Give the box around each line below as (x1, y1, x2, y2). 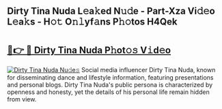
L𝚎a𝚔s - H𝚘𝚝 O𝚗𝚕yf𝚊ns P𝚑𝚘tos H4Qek (7, 16, 178, 28)
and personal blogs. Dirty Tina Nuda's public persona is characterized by (7, 81, 213, 89)
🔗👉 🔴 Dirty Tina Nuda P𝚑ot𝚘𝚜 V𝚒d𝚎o (7, 44, 171, 56)
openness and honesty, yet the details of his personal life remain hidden (7, 88, 210, 96)
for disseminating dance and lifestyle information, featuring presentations (7, 74, 214, 81)
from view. (7, 95, 37, 103)
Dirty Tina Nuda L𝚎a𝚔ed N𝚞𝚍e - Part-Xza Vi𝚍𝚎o (7, 5, 215, 17)
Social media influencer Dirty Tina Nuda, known (81, 66, 216, 74)
